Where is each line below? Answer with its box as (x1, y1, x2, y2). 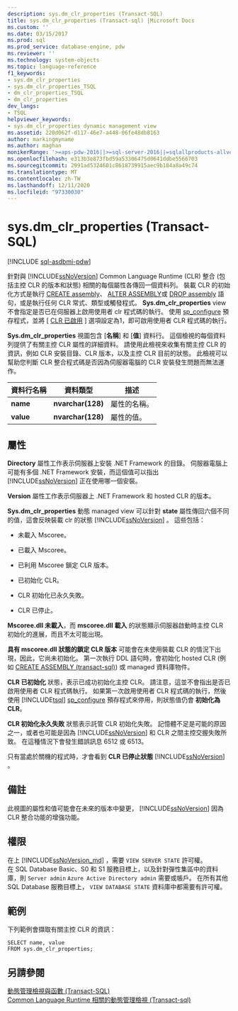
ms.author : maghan (7, 143, 62, 150)
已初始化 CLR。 (17, 576, 63, 584)
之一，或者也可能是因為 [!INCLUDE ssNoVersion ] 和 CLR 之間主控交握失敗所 (7, 728, 227, 737)
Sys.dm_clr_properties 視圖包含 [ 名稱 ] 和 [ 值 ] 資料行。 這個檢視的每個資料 (7, 331, 226, 340)
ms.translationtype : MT (7, 168, 78, 176)
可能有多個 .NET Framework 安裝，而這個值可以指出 (7, 468, 159, 476)
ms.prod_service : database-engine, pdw (7, 43, 125, 50)
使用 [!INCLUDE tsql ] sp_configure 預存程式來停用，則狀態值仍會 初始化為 (7, 696, 221, 704)
